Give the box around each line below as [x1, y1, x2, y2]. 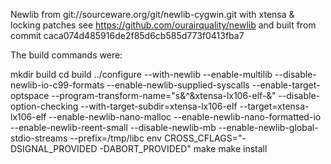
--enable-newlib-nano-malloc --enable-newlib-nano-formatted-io [48, 111, 322, 123]
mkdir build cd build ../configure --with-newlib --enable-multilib [10, 69, 273, 80]
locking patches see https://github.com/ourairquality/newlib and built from [10, 19, 317, 31]
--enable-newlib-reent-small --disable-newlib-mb [10, 122, 217, 133]
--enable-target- [251, 79, 321, 91]
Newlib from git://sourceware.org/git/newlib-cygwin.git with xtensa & [10, 9, 295, 20]
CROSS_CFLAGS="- [163, 132, 247, 144]
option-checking [10, 100, 79, 112]
